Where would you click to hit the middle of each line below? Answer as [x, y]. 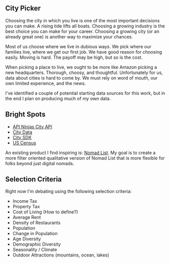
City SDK [22, 137]
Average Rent [27, 217]
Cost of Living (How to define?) [45, 212]
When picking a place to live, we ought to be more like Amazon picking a [81, 67]
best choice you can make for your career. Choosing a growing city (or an [82, 31]
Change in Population [35, 234]
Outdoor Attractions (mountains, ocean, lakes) [61, 255]
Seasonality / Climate [35, 250]
